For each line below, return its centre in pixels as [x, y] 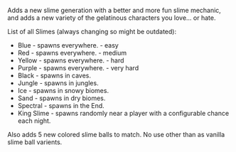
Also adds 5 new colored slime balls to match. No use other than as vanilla [116, 135]
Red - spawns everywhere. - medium [72, 53]
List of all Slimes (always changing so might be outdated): [92, 32]
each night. [34, 121]
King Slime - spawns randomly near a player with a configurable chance [123, 113]
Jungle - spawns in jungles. [58, 83]
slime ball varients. [35, 142]
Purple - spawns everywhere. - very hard [78, 68]
